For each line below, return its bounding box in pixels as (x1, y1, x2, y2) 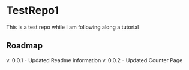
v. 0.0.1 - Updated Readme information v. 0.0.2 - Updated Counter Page (6, 56, 183, 63)
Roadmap (6, 41, 43, 51)
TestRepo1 (6, 4, 59, 17)
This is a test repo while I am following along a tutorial (6, 23, 139, 31)
